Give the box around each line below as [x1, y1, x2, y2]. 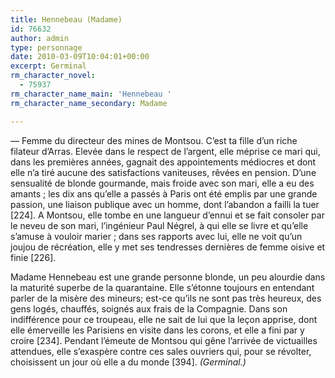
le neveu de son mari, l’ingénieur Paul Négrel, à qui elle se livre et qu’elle [10, 219, 309, 231]
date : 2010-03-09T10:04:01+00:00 [10, 52, 150, 62]
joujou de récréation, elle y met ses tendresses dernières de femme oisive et [10, 241, 326, 253]
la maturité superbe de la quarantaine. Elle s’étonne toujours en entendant [10, 281, 315, 293]
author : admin [10, 33, 70, 43]
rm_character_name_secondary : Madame [10, 98, 168, 108]
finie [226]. [10, 251, 57, 263]
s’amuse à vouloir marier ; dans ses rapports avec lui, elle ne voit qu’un [10, 230, 303, 242]
